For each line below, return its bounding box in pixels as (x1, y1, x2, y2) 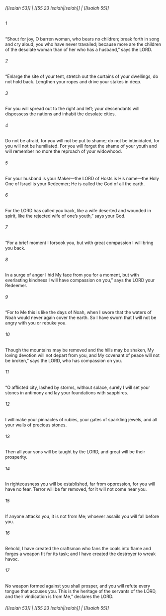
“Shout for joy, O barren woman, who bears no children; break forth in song (5, 36, 160, 42)
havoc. (5, 556, 19, 562)
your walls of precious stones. (5, 422, 67, 428)
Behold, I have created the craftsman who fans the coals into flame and (5, 545, 152, 551)
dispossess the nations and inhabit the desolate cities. (5, 111, 116, 117)
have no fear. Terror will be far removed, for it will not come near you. (5, 486, 147, 492)
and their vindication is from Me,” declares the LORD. (5, 594, 114, 600)
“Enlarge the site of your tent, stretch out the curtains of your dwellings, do (5, 73, 159, 79)
